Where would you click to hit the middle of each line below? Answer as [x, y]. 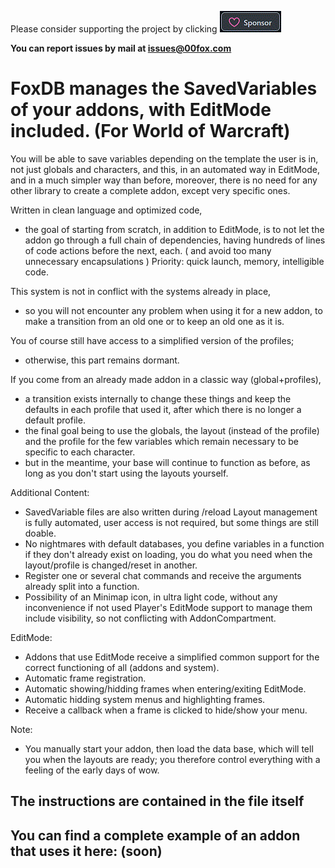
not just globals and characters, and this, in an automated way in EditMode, [165, 169]
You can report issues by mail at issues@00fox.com [121, 48]
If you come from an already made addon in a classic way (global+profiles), [166, 379]
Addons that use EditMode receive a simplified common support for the [172, 657]
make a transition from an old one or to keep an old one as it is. [154, 321]
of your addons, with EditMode [141, 110]
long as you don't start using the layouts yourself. [126, 473]
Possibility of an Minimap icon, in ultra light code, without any [151, 597]
